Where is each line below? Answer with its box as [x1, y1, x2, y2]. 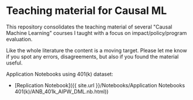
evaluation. [6, 35, 33, 42]
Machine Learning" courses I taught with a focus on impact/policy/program [6, 29, 187, 36]
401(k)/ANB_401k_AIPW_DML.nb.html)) [14, 88, 109, 95]
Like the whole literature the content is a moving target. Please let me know [6, 47, 187, 53]
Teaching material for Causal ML [6, 4, 167, 17]
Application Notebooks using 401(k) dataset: [6, 70, 113, 77]
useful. [6, 59, 23, 66]
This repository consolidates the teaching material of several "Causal [6, 23, 173, 30]
